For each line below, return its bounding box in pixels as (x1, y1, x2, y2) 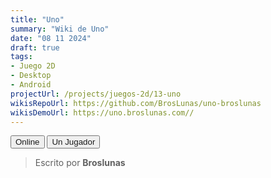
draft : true (10, 42, 60, 53)
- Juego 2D (10, 61, 56, 71)
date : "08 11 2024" (10, 33, 92, 43)
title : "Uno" (10, 14, 65, 25)
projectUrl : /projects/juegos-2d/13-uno (10, 89, 182, 99)
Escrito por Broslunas (34, 157, 126, 169)
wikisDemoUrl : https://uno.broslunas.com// (10, 107, 195, 118)
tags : (10, 52, 33, 62)
